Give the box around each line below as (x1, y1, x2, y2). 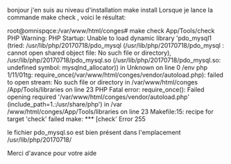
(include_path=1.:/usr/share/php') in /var (7, 100, 123, 108)
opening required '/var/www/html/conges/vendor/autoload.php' (7, 93, 189, 101)
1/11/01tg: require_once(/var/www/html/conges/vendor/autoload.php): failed (7, 71, 224, 79)
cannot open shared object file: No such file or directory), (7, 48, 172, 57)
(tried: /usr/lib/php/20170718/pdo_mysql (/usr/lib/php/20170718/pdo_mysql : (7, 42, 224, 49)
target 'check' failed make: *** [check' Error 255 (7, 115, 146, 123)
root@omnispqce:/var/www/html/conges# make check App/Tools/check (7, 27, 215, 35)
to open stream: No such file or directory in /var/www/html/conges (7, 78, 198, 86)
